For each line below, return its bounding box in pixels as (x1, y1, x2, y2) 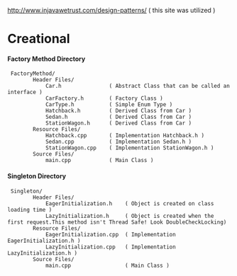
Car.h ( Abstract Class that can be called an (45, 83, 231, 90)
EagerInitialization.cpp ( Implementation (45, 231, 176, 238)
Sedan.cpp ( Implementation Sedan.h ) (45, 138, 192, 146)
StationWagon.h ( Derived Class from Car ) (45, 120, 192, 127)
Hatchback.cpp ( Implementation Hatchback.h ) (45, 132, 204, 139)
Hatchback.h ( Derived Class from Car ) (45, 108, 192, 115)
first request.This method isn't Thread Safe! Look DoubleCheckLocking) (7, 219, 227, 226)
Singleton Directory (7, 171, 67, 180)
